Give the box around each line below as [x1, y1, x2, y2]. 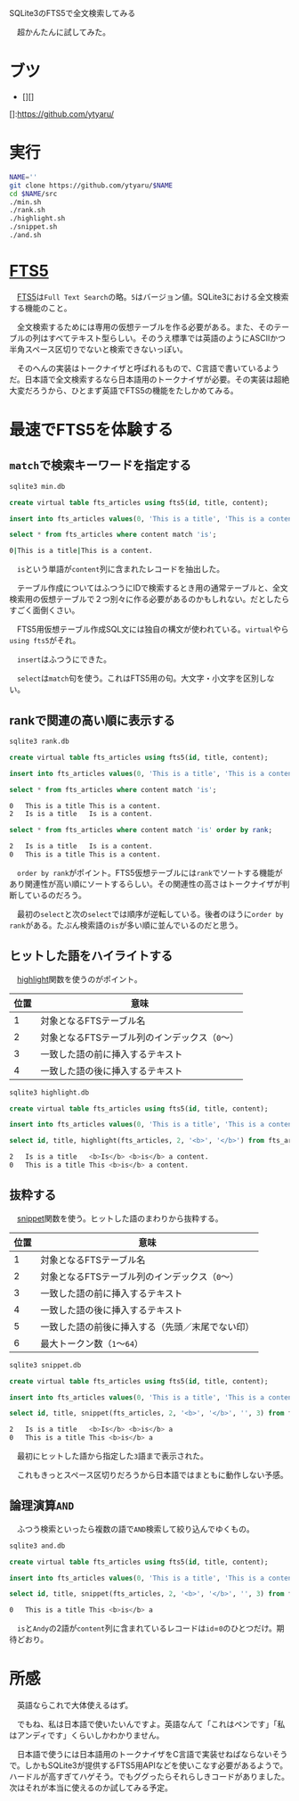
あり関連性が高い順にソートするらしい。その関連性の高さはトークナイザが [9, 878, 282, 889]
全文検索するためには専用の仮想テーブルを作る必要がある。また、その [16, 321, 274, 332]
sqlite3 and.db [9, 1541, 66, 1550]
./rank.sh [9, 206, 46, 215]
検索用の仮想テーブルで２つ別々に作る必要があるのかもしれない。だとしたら [9, 594, 290, 605]
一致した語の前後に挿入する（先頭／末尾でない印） [40, 1320, 255, 1333]
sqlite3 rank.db [9, 737, 69, 746]
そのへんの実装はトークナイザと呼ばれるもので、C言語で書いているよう [16, 362, 280, 373]
